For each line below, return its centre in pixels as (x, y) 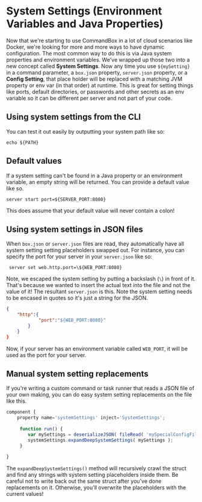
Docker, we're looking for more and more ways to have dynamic (85, 47)
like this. (17, 401)
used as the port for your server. (46, 355)
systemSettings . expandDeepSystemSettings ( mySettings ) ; (100, 440)
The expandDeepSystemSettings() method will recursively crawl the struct (96, 468)
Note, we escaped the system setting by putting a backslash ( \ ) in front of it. (101, 279)
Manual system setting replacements (78, 374)
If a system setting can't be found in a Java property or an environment (94, 175)
